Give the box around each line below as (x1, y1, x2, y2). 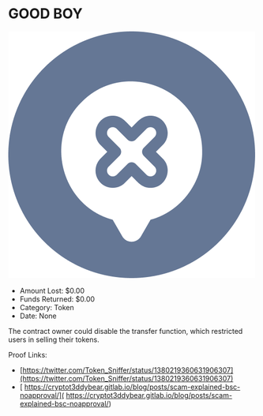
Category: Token (19, 302, 74, 312)
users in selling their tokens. (8, 335, 100, 344)
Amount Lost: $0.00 (19, 286, 85, 295)
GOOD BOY (8, 5, 83, 23)
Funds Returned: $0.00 (19, 294, 96, 304)
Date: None (19, 311, 57, 320)
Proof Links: (8, 350, 47, 359)
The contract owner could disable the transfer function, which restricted (8, 326, 243, 335)
